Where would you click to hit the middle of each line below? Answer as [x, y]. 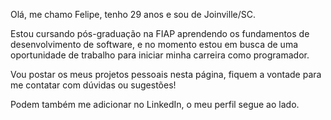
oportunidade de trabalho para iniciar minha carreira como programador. [160, 55]
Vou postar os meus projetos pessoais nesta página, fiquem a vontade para [166, 74]
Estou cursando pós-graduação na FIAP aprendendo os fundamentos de [160, 33]
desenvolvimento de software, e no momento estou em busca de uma [154, 44]
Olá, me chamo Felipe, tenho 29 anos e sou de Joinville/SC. [133, 14]
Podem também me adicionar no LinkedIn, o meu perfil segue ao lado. [155, 104]
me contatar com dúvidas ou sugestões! [93, 85]
